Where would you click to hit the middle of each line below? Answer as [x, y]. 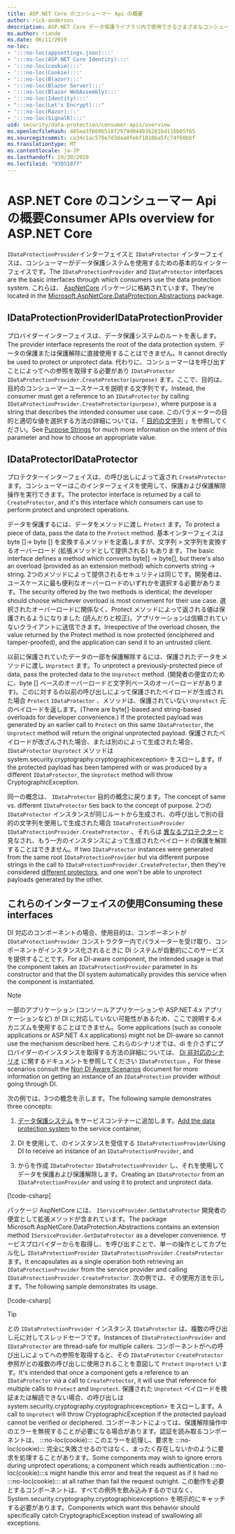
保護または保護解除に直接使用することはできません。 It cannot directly [126, 353]
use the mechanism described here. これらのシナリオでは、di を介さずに [113, 1043]
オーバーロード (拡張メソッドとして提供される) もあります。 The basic [114, 551]
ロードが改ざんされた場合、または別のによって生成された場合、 [105, 742]
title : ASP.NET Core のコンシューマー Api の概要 [75, 14]
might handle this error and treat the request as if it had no [134, 1473]
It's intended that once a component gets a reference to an [104, 1373]
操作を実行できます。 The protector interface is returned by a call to [104, 495]
